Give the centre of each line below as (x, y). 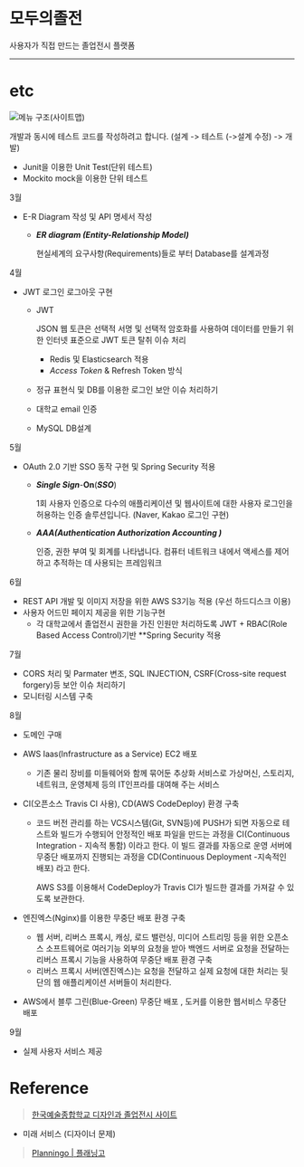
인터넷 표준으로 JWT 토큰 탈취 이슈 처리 (116, 339)
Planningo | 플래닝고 (68, 1153)
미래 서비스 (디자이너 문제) (69, 1134)
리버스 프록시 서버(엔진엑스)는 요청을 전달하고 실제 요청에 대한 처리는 (157, 971)
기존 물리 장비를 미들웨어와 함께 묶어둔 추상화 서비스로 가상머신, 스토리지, (165, 773)
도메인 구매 (42, 735)
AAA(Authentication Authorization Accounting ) (129, 532)
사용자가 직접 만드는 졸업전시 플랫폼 (72, 45)
